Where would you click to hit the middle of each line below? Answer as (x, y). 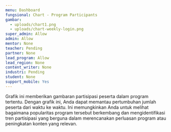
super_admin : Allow (26, 34)
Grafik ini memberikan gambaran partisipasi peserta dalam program (77, 96)
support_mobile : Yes (27, 82)
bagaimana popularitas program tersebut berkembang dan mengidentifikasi (85, 112)
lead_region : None (25, 63)
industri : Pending (25, 72)
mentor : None (19, 44)
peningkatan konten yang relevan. (41, 123)
